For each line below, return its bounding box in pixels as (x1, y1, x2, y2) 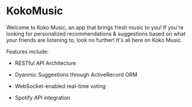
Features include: (6, 48, 49, 55)
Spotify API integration (14, 94, 70, 101)
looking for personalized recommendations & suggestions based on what (6, 30, 186, 37)
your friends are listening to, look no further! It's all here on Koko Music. (6, 36, 182, 43)
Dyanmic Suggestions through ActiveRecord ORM (14, 71, 138, 78)
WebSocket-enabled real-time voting (14, 82, 106, 90)
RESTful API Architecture (14, 59, 76, 67)
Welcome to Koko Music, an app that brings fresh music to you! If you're (6, 24, 184, 31)
